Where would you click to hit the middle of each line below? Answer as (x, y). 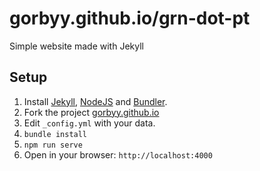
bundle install (55, 134)
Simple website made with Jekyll (76, 46)
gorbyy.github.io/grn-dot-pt (130, 18)
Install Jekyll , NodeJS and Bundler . (95, 101)
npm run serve (53, 145)
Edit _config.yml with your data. (89, 123)
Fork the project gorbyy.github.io (91, 112)
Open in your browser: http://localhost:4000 (118, 154)
